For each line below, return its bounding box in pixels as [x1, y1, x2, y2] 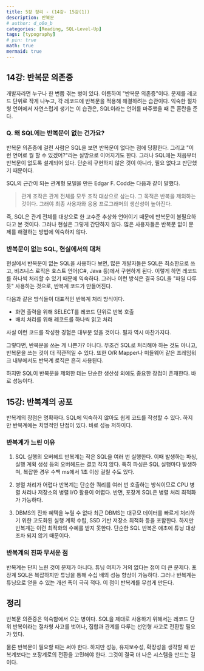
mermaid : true [6, 49, 42, 55]
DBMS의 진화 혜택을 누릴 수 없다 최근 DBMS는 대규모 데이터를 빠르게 [15, 509, 179, 516]
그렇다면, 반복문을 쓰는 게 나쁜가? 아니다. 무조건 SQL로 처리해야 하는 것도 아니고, [6, 342, 197, 349]
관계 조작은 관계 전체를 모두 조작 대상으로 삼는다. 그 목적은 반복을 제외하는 [21, 192, 196, 200]
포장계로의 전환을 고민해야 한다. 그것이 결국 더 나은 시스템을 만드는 [32, 651, 189, 658]
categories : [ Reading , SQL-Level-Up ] [6, 25, 102, 32]
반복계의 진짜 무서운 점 [6, 548, 69, 557]
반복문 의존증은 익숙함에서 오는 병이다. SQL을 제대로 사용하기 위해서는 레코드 [6, 615, 189, 622]
